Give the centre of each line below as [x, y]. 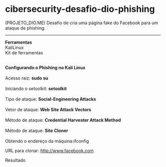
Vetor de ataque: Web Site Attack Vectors [48, 109]
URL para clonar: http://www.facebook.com [49, 150]
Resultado [15, 160]
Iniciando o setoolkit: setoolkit [36, 88]
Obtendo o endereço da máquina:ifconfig [47, 141]
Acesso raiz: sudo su [27, 78]
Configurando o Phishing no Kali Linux [45, 67]
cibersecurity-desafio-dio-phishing [80, 9]
